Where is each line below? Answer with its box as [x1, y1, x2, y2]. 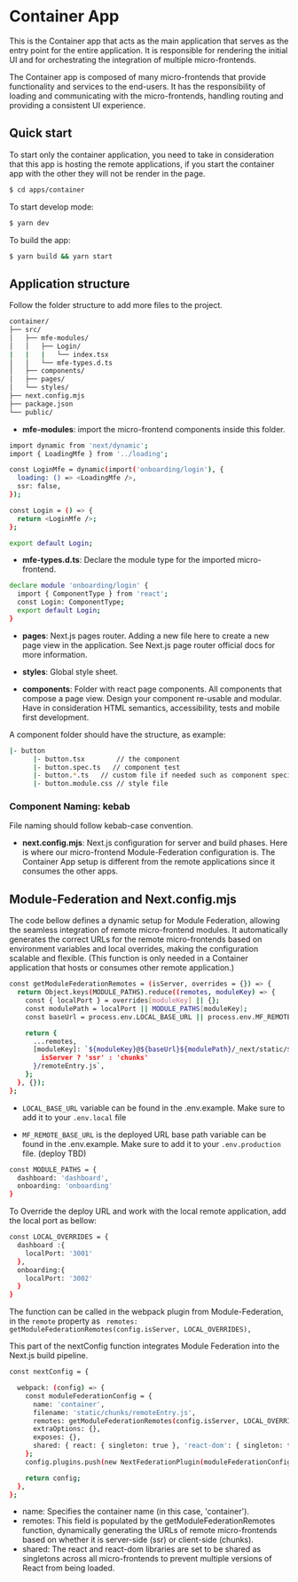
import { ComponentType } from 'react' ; [17, 589, 169, 598]
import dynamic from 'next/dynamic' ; [9, 441, 149, 450]
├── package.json [9, 399, 74, 408]
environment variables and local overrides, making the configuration [9, 944, 259, 954]
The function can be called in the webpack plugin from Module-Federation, [9, 1307, 284, 1317]
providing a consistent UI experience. [9, 99, 146, 110]
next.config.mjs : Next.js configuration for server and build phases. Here [21, 837, 288, 849]
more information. [21, 649, 88, 660]
